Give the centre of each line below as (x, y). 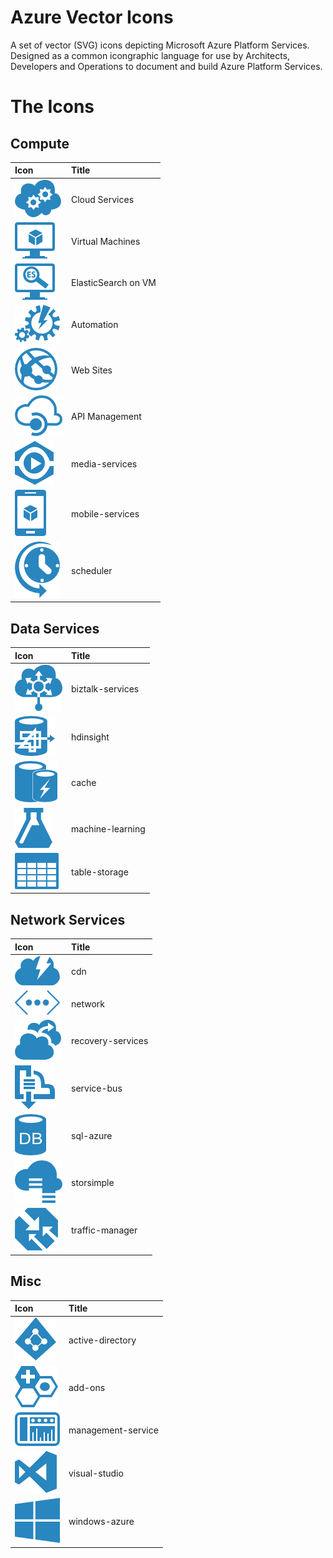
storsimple (93, 1183)
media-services (104, 464)
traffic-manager (104, 1230)
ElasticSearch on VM (114, 283)
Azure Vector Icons (92, 17)
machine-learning (108, 828)
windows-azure (101, 1522)
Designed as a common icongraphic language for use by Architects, (150, 55)
